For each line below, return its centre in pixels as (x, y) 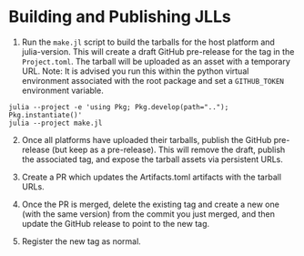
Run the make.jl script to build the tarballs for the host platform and (148, 42)
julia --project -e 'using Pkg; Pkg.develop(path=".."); (119, 107)
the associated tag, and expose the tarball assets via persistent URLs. (152, 159)
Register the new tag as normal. (81, 241)
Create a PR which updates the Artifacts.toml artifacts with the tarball (152, 177)
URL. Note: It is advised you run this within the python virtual (135, 71)
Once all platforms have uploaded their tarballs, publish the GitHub (147, 139)
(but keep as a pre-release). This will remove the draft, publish (169, 149)
